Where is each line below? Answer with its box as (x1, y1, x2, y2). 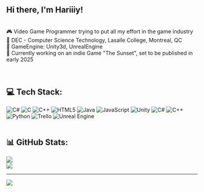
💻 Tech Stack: (6, 87, 63, 98)
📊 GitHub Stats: (6, 137, 69, 148)
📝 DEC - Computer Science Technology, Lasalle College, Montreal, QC (6, 36, 182, 44)
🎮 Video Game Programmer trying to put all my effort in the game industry (6, 27, 193, 35)
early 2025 (6, 56, 34, 63)
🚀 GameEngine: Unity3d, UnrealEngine (6, 42, 103, 50)
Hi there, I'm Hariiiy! (6, 5, 84, 15)
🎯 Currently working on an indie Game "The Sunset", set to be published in (6, 49, 193, 56)
